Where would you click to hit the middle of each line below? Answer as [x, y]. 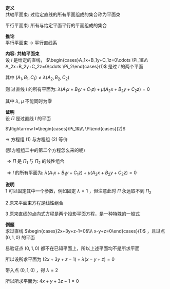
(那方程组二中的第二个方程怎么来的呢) [45, 150]
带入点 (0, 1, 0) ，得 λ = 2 [32, 270]
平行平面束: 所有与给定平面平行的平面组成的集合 [56, 25]
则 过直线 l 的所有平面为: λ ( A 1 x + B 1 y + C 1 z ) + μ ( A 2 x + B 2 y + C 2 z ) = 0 [78, 90]
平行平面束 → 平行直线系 [31, 43]
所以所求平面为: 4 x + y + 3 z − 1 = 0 [42, 281]
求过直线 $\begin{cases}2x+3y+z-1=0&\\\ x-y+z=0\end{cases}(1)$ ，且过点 [85, 231]
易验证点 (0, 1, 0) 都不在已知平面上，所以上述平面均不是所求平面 [72, 248]
